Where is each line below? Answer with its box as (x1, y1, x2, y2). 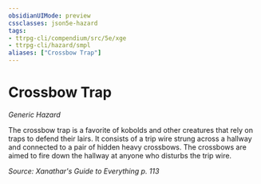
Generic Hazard (8, 110, 61, 119)
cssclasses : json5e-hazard (8, 19, 98, 27)
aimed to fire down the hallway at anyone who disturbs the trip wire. (8, 150, 232, 160)
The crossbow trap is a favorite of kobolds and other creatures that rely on (8, 125, 254, 134)
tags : (8, 26, 26, 34)
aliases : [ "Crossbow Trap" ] (8, 49, 102, 57)
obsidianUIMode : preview (8, 11, 91, 20)
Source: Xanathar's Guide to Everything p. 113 (8, 166, 160, 176)
